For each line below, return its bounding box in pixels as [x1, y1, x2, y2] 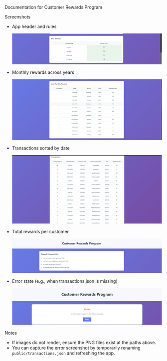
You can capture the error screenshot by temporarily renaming [11, 345, 141, 351]
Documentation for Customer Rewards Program [4, 4, 103, 10]
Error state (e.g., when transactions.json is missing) [11, 278, 118, 284]
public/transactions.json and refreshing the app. [11, 350, 115, 356]
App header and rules [11, 23, 57, 29]
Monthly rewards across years [11, 69, 74, 75]
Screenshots [4, 14, 31, 19]
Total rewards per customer [11, 229, 69, 235]
